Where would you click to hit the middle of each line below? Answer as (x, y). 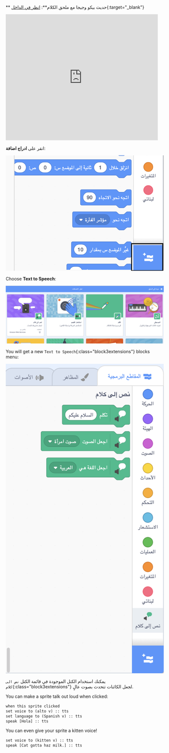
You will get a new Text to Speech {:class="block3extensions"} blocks (78, 351)
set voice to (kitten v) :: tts (39, 740)
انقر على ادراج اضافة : (26, 148)
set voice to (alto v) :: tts (37, 711)
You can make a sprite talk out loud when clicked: (57, 696)
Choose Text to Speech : (31, 279)
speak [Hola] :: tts (27, 721)
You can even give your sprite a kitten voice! (51, 730)
